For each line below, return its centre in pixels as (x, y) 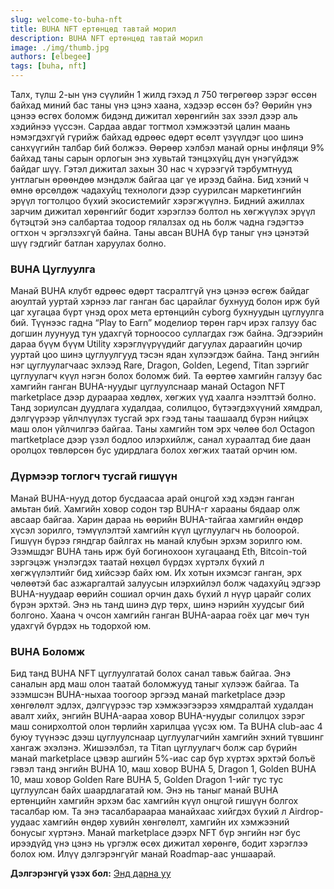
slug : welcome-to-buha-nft (66, 19)
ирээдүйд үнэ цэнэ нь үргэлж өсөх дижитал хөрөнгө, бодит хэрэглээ (159, 843)
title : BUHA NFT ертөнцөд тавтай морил (93, 29)
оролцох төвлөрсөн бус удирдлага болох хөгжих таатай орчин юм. (154, 450)
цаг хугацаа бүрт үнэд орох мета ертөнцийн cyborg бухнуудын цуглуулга (167, 312)
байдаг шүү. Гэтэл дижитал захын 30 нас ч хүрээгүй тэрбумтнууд (151, 169)
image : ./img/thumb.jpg (60, 47)
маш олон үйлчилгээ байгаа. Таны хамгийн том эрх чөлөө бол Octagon (163, 429)
